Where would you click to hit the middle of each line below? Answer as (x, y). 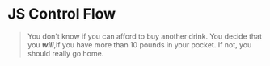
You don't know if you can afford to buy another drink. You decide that (145, 36)
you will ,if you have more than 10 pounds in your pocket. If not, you (139, 44)
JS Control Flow (62, 14)
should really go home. (65, 53)
